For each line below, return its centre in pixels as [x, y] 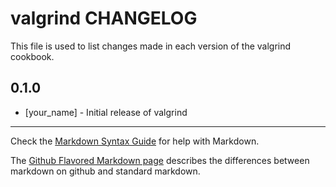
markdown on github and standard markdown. [105, 171]
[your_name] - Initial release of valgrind [106, 112]
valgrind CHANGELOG [104, 18]
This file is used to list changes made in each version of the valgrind [151, 46]
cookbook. [32, 56]
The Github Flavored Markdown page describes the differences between [160, 160]
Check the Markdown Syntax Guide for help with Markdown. [135, 141]
